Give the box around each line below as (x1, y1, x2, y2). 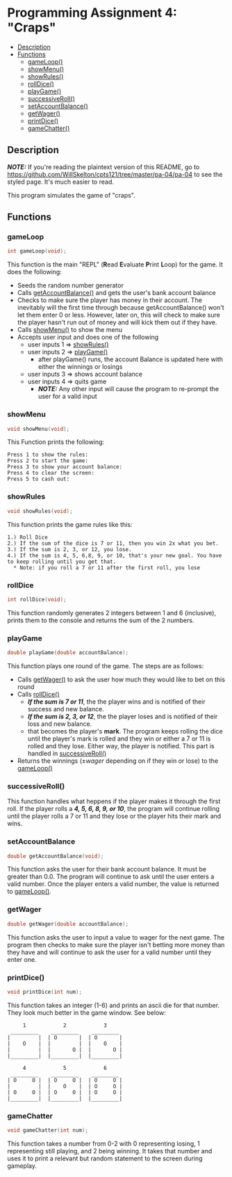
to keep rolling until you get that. (7, 558, 117, 565)
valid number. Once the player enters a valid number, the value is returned (7, 880, 219, 888)
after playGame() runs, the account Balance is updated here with (38, 355, 224, 363)
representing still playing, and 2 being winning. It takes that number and (7, 1146, 213, 1155)
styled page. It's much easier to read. (7, 177, 115, 186)
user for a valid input (38, 392, 97, 401)
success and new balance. (27, 705, 104, 713)
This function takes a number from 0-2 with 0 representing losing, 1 (7, 1139, 200, 1148)
